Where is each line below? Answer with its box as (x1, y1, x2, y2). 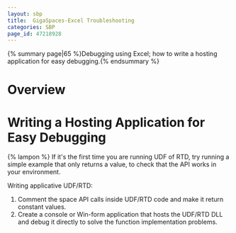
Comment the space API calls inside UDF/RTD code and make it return (17, 195, 224, 204)
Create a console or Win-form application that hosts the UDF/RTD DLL (17, 210, 223, 219)
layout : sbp (7, 10, 43, 18)
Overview (7, 82, 66, 98)
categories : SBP (7, 23, 55, 30)
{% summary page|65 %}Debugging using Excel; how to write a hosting (7, 50, 218, 58)
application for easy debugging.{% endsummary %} (7, 57, 159, 66)
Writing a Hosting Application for (7, 114, 206, 130)
